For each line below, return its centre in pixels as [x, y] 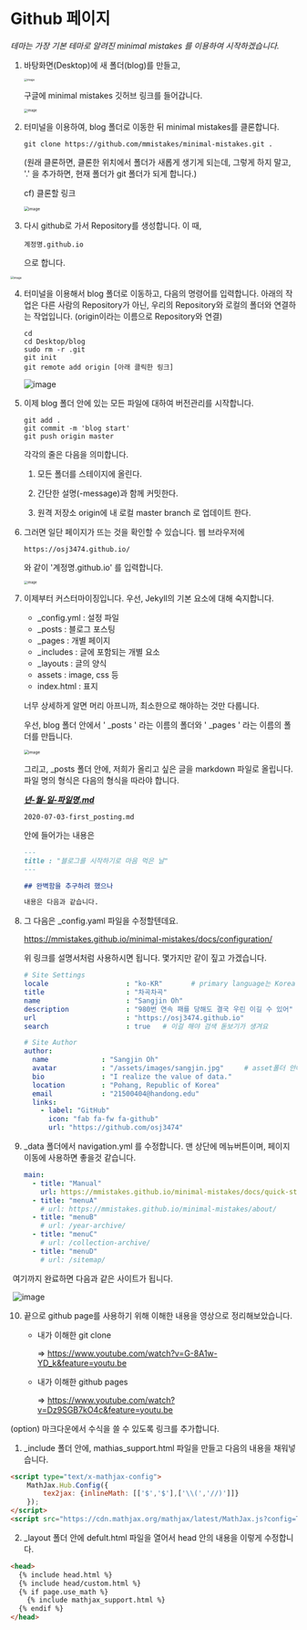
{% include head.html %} [66, 1575]
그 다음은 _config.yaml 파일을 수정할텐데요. [101, 921]
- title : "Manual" [67, 1183]
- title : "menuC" [65, 1235]
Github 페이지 [61, 19]
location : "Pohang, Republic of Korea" [126, 1085]
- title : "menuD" [65, 1251]
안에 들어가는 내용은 [59, 835]
